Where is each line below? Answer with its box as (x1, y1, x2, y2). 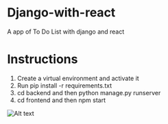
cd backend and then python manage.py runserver (16, 88, 161, 97)
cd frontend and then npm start (16, 96, 106, 104)
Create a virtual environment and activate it (16, 74, 139, 82)
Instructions (7, 51, 78, 67)
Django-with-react (7, 5, 116, 21)
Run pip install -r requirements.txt (16, 81, 112, 90)
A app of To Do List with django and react (7, 27, 125, 36)
